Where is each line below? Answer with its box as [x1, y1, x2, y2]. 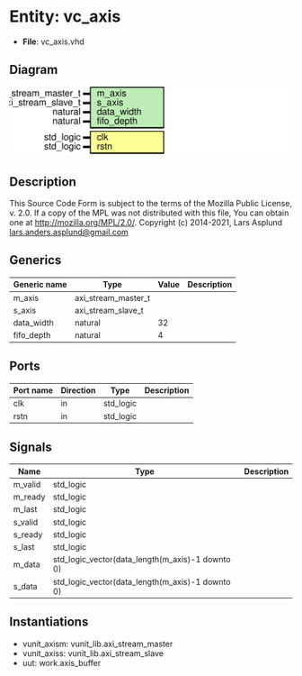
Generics [9, 252, 62, 268]
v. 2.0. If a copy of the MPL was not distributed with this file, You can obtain [9, 207, 289, 218]
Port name [13, 385, 54, 396]
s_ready [13, 529, 43, 540]
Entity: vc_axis [9, 6, 121, 27]
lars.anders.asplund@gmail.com [9, 227, 129, 238]
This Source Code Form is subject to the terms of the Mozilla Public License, [9, 198, 293, 209]
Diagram [9, 62, 58, 78]
